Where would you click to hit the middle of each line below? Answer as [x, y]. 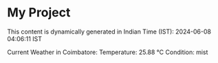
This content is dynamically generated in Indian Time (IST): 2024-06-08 [109, 32]
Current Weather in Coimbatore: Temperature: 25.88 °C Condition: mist [108, 52]
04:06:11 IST [25, 38]
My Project [39, 13]
